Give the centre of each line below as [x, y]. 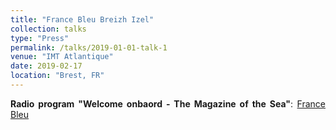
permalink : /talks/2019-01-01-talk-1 [89, 47]
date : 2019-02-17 [46, 66]
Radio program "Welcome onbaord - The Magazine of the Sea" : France [168, 103]
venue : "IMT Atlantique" [62, 57]
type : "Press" [40, 38]
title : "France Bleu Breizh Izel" [82, 19]
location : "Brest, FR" [57, 76]
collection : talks [48, 29]
